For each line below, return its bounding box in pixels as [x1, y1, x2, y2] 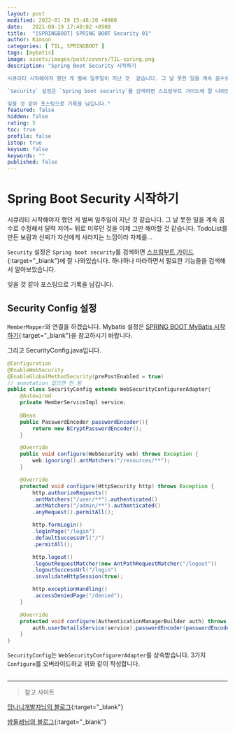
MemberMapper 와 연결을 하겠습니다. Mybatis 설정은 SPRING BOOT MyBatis [7, 322, 213, 331]
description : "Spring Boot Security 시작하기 [7, 62, 136, 69]
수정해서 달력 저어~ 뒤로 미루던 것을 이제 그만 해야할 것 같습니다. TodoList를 [20, 225, 228, 233]
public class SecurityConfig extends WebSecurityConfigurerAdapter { [7, 386, 211, 393]
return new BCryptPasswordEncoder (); [32, 425, 142, 432]
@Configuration [7, 360, 52, 367]
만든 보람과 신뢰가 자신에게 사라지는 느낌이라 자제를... [7, 233, 152, 241]
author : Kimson [7, 36, 52, 43]
